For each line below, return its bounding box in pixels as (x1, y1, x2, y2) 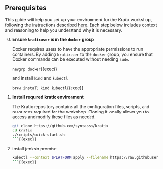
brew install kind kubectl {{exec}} (12, 85, 84, 91)
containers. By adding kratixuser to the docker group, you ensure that (12, 51, 153, 57)
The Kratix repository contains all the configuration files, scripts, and (12, 103, 150, 109)
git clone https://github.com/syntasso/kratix (12, 123, 109, 128)
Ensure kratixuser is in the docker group (12, 37, 94, 42)
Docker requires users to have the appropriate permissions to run (12, 46, 144, 52)
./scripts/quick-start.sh (12, 132, 65, 137)
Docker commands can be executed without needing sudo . (12, 56, 130, 62)
